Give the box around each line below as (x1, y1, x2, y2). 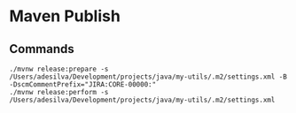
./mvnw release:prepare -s (9, 64, 109, 73)
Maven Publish (9, 6, 121, 26)
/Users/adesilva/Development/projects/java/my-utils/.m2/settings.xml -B (9, 72, 288, 81)
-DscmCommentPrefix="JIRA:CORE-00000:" (9, 80, 157, 89)
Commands (9, 41, 75, 56)
